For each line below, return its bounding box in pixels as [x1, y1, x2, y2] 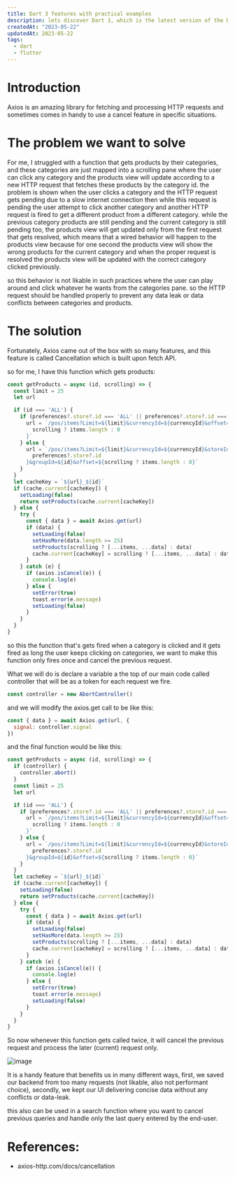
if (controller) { [13, 763, 68, 770]
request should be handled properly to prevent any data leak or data [7, 291, 204, 299]
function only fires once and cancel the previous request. [7, 656, 173, 664]
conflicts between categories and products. [7, 298, 133, 307]
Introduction [7, 80, 81, 95]
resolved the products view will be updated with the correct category [7, 255, 206, 263]
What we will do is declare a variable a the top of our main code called [7, 670, 210, 678]
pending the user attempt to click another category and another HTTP [7, 203, 208, 211]
